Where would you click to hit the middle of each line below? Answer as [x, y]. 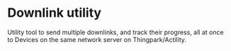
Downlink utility [54, 13]
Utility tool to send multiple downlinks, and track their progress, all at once [116, 32]
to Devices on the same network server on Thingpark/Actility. [97, 39]
